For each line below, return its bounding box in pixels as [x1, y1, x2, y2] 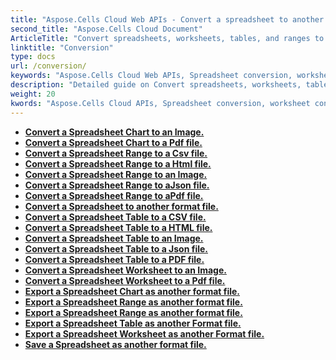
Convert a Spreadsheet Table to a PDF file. [24, 253, 205, 265]
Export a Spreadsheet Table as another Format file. [24, 317, 242, 329]
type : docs [10, 52, 56, 62]
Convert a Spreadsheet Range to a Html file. [24, 157, 212, 170]
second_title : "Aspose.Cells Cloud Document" [10, 24, 203, 34]
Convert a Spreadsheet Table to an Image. [24, 232, 204, 244]
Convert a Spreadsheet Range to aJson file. [24, 179, 210, 191]
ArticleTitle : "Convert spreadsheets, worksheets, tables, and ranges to [10, 33, 325, 43]
